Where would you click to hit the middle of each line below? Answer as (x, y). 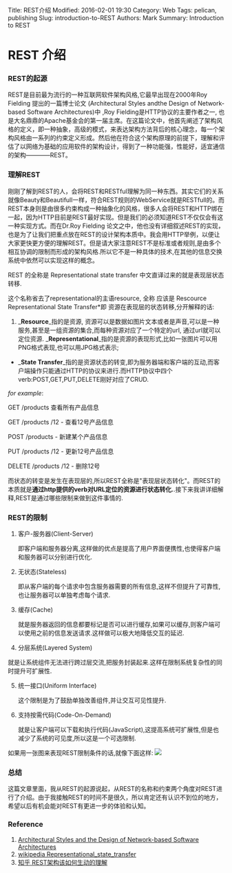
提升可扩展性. (33, 671)
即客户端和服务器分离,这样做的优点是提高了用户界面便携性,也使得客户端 (119, 549)
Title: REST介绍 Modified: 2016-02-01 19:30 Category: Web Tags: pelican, (112, 10)
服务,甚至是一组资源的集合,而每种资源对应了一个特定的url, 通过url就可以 (119, 330)
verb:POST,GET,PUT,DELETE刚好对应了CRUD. (83, 379)
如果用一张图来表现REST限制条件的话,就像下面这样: (81, 753)
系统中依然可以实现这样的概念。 (53, 260)
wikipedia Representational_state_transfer (77, 854)
